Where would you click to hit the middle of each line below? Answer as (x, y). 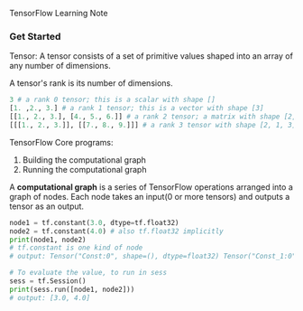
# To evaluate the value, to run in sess (88, 273)
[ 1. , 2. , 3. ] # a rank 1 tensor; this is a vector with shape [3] (137, 108)
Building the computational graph (84, 160)
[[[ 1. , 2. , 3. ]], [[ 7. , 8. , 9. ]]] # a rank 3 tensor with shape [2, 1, (147, 125)
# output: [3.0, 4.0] (50, 297)
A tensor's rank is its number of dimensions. (91, 83)
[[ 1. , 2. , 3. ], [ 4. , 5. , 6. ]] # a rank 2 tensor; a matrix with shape (145, 117)
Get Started (35, 36)
